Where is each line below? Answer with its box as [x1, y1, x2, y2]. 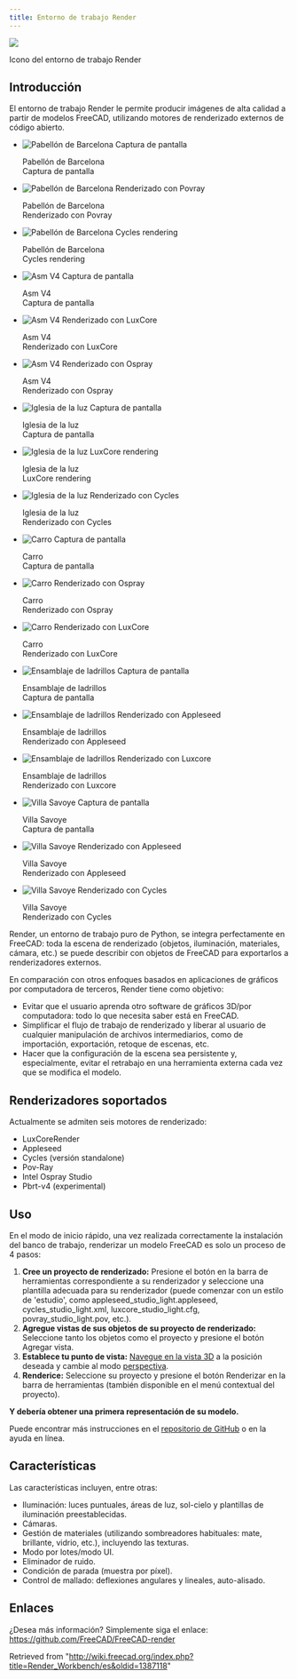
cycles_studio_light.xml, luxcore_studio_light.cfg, [21, 1304, 200, 1315]
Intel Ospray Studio [21, 1172, 93, 1182]
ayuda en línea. [9, 1433, 65, 1444]
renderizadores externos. [9, 957, 102, 968]
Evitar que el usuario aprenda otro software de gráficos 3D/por [21, 1001, 253, 1012]
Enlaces [9, 1601, 55, 1616]
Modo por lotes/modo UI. [21, 1547, 114, 1557]
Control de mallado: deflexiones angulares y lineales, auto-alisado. [21, 1574, 266, 1586]
